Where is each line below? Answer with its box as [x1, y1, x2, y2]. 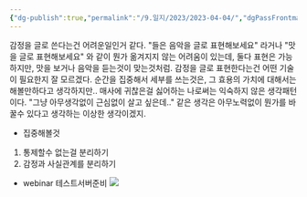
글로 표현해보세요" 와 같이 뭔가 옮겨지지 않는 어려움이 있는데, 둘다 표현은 [18, 51, 277, 62]
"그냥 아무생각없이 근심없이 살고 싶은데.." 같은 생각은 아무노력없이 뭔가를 [28, 97, 287, 108]
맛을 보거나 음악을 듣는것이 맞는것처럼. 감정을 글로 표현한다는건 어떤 [36, 62, 278, 73]
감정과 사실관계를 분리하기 [22, 158, 117, 169]
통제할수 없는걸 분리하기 [22, 147, 110, 158]
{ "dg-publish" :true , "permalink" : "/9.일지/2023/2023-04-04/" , [9, 13, 244, 23]
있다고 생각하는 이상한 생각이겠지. [26, 108, 146, 119]
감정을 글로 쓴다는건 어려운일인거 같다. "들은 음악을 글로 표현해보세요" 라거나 [9, 39, 283, 50]
